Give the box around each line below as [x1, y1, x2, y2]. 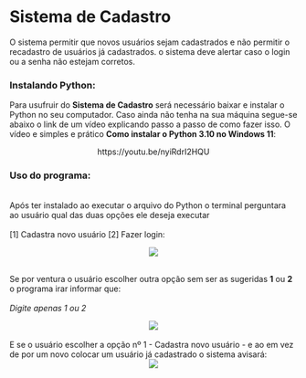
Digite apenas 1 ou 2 [9, 302, 87, 313]
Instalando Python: [9, 79, 96, 91]
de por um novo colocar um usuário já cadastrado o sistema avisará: [9, 349, 268, 360]
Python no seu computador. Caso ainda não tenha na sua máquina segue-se [9, 110, 298, 121]
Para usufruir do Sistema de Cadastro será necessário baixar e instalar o [9, 100, 285, 110]
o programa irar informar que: [9, 283, 121, 294]
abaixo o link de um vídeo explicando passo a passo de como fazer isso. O [9, 119, 290, 130]
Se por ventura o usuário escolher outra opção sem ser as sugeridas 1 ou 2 [9, 273, 293, 284]
